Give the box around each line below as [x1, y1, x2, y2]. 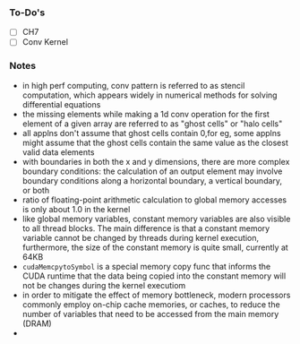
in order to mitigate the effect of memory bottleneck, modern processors [21, 289, 291, 300]
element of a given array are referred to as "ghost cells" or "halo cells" [21, 118, 283, 129]
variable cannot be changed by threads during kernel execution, [21, 232, 260, 243]
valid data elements [21, 146, 95, 158]
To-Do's [9, 6, 46, 19]
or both [21, 185, 50, 195]
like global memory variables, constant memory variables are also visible [21, 213, 291, 224]
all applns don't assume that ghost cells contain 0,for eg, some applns [21, 127, 281, 138]
